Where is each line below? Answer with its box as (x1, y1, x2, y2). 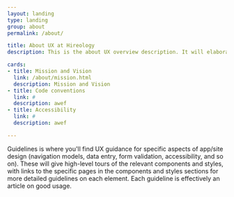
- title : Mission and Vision (7, 68, 92, 74)
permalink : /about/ (7, 29, 64, 37)
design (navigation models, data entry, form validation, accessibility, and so (7, 152, 224, 160)
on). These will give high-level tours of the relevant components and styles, (7, 159, 224, 168)
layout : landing (7, 10, 54, 17)
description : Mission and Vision (13, 81, 111, 88)
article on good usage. (7, 182, 72, 190)
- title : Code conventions (7, 87, 86, 94)
